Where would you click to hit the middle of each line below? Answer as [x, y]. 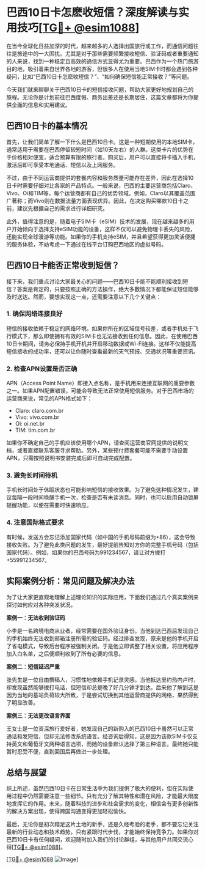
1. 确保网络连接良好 [34, 314]
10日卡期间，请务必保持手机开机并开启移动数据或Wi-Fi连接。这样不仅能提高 [101, 344]
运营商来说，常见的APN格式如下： [49, 399]
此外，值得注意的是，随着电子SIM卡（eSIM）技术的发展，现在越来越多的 [98, 221]
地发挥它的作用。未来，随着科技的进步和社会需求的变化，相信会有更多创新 [100, 804]
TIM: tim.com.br [35, 430]
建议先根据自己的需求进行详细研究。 [62, 208]
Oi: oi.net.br [30, 424]
